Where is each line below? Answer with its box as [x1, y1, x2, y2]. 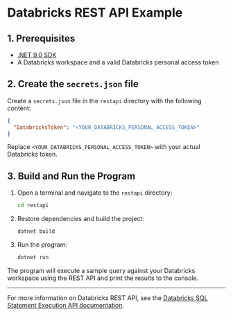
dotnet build [17, 228, 55, 235]
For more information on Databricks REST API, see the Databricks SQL [7, 293, 208, 302]
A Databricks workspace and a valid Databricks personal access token [17, 58, 219, 67]
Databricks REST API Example [7, 5, 183, 21]
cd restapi [17, 202, 49, 209]
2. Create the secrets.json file [7, 78, 139, 90]
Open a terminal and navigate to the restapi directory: [17, 188, 173, 197]
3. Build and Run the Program [7, 170, 136, 182]
